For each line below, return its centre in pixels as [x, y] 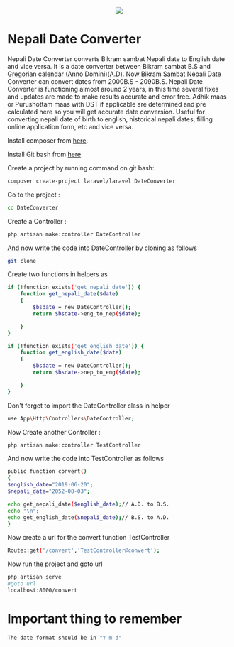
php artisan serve [34, 577]
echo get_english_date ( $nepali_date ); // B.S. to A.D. [89, 517]
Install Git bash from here [44, 154]
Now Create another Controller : [54, 432]
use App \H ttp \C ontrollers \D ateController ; [71, 418]
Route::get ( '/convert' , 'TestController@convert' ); [84, 550]
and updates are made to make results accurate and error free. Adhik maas [117, 97]
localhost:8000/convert [43, 591]
